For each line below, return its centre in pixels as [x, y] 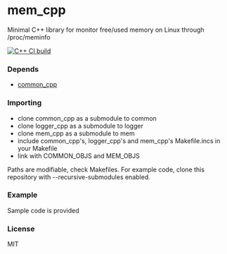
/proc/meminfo [29, 37]
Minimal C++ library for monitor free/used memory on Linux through [106, 30]
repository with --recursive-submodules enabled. [79, 177]
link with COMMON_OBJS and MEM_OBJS [79, 156]
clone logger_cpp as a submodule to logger [80, 126]
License [21, 229]
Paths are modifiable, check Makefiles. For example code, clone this [106, 169]
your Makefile [37, 148]
